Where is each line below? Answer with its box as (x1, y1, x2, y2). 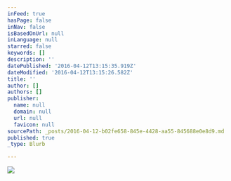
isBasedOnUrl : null (7, 29, 65, 37)
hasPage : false (7, 17, 52, 24)
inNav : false (7, 23, 46, 30)
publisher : (7, 95, 39, 102)
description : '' (7, 56, 55, 63)
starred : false (7, 43, 52, 50)
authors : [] (7, 88, 42, 95)
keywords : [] (7, 50, 46, 57)
